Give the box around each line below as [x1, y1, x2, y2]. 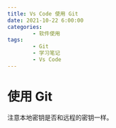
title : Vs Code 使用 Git [7, 10, 79, 18]
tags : [7, 37, 23, 44]
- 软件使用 [33, 30, 61, 37]
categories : [7, 23, 42, 30]
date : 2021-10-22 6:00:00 [7, 17, 83, 24]
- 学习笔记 [33, 50, 61, 57]
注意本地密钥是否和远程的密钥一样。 [7, 113, 113, 122]
